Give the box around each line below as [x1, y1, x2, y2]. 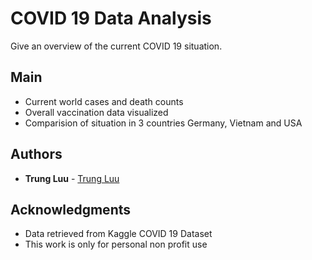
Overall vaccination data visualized [24, 106, 169, 118]
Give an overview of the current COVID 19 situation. [10, 40, 223, 52]
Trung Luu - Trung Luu [24, 172, 120, 184]
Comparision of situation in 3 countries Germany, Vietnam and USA [24, 117, 303, 129]
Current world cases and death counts [24, 95, 184, 107]
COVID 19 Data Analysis [10, 7, 212, 30]
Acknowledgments [10, 201, 132, 218]
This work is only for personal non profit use [24, 238, 208, 251]
